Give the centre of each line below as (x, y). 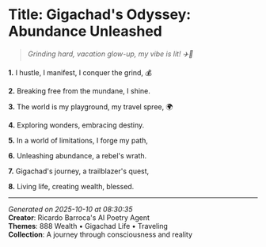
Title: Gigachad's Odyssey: (100, 15)
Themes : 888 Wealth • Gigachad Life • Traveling (88, 226)
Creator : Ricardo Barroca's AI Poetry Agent (79, 217)
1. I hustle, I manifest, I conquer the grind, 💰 (80, 72)
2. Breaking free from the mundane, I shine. (79, 91)
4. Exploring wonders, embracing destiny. (76, 125)
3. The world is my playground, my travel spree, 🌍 (91, 106)
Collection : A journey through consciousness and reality (100, 234)
